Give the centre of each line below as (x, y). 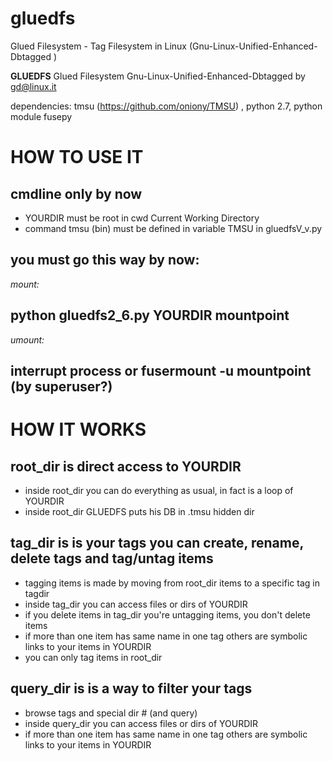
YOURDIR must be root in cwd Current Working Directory (142, 218)
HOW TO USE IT (77, 157)
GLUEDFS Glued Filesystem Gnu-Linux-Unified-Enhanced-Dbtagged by (158, 76)
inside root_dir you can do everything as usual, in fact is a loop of (159, 490)
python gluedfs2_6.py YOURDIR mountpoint (150, 315)
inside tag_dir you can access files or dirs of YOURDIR (136, 604)
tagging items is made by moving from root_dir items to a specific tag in (172, 583)
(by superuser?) (61, 386)
